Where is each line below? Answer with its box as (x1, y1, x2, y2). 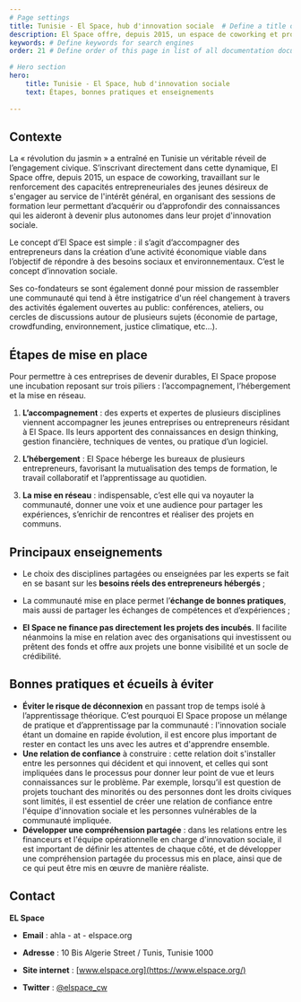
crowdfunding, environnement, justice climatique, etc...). (9, 321, 218, 332)
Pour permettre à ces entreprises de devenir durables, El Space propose (9, 371, 277, 382)
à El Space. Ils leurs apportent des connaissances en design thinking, (21, 427, 279, 438)
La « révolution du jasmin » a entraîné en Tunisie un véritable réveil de (9, 153, 267, 164)
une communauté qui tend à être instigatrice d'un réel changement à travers (9, 292, 291, 303)
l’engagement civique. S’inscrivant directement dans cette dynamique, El (9, 162, 278, 173)
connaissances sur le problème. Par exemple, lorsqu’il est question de (21, 777, 281, 788)
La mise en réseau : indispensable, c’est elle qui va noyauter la (21, 490, 254, 501)
